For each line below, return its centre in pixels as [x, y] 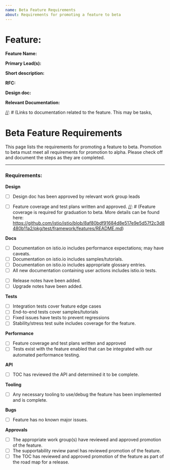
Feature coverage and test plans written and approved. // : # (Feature [84, 206]
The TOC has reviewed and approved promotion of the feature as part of [88, 456]
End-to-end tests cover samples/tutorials [55, 312]
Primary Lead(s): [23, 63]
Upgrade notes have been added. [48, 286]
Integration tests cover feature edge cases [57, 306]
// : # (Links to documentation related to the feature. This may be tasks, [79, 112]
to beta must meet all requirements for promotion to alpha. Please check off [84, 152]
